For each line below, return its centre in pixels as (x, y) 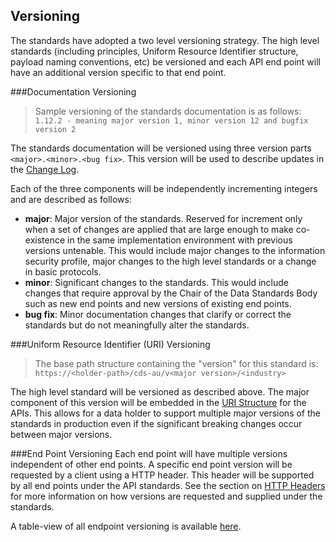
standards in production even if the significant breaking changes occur (156, 423)
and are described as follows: (71, 199)
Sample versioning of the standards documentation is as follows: (168, 111)
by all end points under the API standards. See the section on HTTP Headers (168, 485)
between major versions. (61, 434)
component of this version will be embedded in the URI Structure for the (158, 402)
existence (45, 240)
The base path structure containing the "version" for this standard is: (176, 363)
